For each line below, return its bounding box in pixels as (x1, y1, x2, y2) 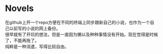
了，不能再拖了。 (5, 37, 39, 43)
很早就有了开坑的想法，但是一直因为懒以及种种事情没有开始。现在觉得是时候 (5, 31, 158, 37)
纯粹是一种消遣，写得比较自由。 (5, 43, 69, 49)
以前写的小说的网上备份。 (9, 25, 61, 31)
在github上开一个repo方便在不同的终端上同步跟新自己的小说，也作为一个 (5, 19, 150, 25)
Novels (5, 3, 34, 14)
